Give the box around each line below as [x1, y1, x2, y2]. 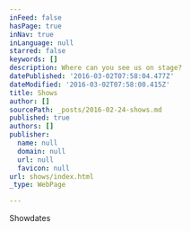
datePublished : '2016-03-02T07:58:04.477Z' [9, 72, 175, 81]
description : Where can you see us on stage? [9, 64, 182, 73]
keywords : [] [9, 55, 58, 64]
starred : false [9, 47, 66, 56]
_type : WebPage [9, 181, 66, 190]
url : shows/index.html [9, 172, 94, 181]
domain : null [17, 147, 66, 155]
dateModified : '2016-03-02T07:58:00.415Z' [9, 80, 170, 89]
